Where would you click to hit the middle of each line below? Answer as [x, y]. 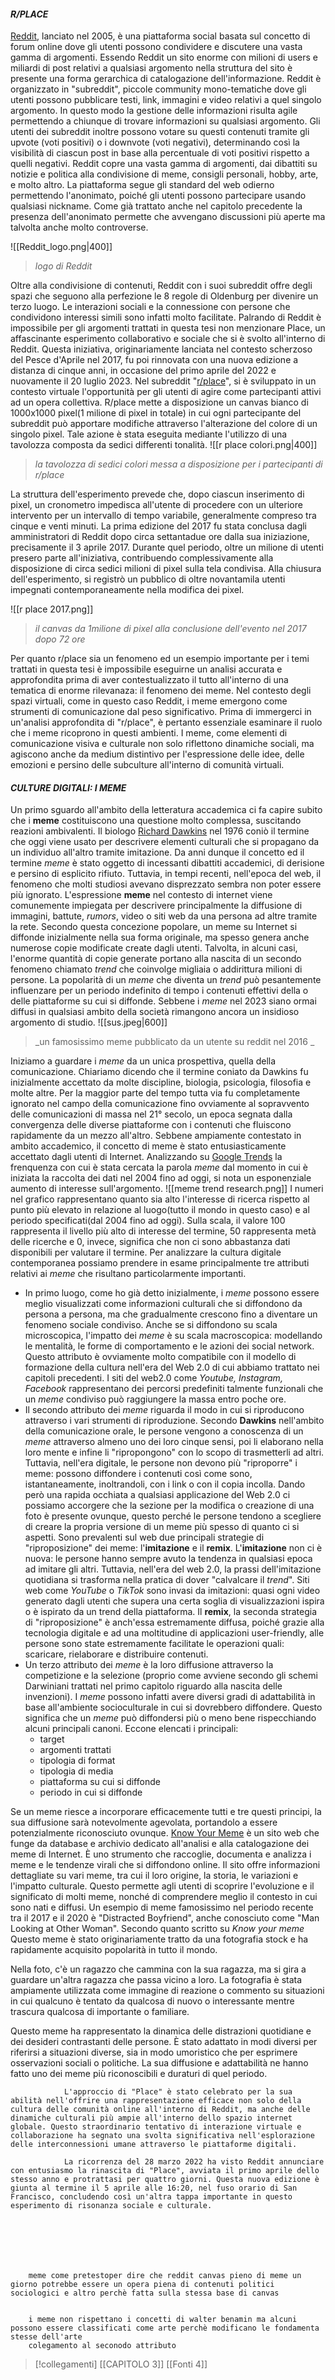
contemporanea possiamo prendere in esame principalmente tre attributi [160, 1263]
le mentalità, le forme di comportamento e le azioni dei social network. [169, 1346]
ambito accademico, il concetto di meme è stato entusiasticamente [148, 1146]
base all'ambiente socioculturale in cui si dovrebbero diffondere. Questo [173, 1707]
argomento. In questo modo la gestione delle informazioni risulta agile [154, 111]
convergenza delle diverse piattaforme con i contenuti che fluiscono [151, 1125]
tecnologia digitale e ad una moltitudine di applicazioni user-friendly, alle [174, 1633]
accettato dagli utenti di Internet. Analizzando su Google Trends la [146, 1157]
